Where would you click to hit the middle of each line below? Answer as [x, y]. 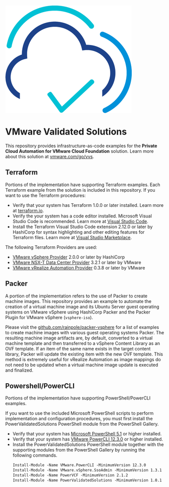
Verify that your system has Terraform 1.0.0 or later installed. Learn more [88, 205]
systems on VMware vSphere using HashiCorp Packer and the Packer [78, 312]
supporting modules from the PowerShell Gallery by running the [79, 450]
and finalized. [19, 370]
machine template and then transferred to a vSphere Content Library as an [83, 343]
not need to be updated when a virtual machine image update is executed [82, 365]
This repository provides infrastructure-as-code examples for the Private [81, 146]
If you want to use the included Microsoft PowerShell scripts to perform [79, 413]
